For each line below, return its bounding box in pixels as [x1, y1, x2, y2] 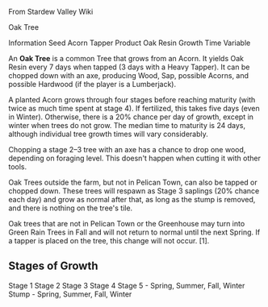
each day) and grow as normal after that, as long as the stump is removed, [8, 195, 256, 204]
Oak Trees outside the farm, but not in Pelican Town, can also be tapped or [8, 177, 258, 187]
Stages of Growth [8, 259, 98, 273]
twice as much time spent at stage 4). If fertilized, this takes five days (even [8, 104, 260, 113]
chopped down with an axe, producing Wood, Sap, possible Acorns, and [8, 71, 249, 80]
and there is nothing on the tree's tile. [8, 203, 133, 213]
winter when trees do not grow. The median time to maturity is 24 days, [8, 121, 246, 130]
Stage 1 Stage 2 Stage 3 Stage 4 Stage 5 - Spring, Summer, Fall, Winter [8, 280, 245, 290]
